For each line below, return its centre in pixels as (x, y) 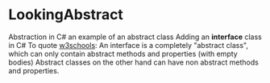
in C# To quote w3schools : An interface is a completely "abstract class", (128, 45)
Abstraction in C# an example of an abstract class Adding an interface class (135, 37)
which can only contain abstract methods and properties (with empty (123, 53)
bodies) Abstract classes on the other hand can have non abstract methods (134, 62)
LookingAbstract (66, 15)
